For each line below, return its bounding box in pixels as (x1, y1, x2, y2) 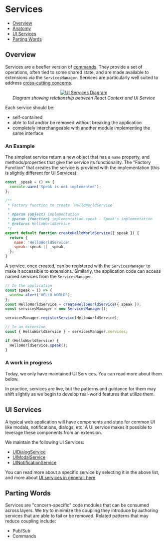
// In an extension (5, 324, 46, 330)
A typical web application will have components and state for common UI (5, 419, 156, 425)
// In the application (5, 283, 52, 288)
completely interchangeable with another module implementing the (12, 125, 151, 131)
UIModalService (12, 454, 46, 460)
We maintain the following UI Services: (5, 439, 85, 445)
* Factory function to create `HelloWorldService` (7, 203, 115, 208)
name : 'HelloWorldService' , (14, 240, 72, 245)
